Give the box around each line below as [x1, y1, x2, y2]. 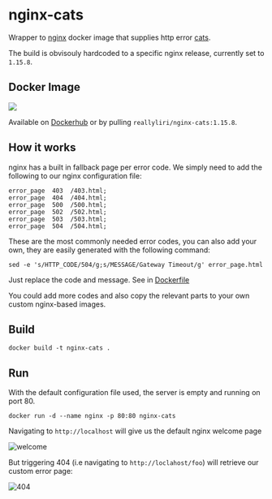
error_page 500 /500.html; [8, 200, 107, 209]
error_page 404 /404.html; [8, 193, 107, 202]
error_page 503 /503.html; [8, 215, 107, 223]
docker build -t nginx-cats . [8, 344, 111, 352]
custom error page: [8, 467, 73, 476]
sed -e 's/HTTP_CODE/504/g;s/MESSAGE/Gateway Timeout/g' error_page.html [8, 260, 264, 269]
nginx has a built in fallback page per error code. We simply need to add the [8, 162, 262, 172]
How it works [8, 140, 76, 155]
